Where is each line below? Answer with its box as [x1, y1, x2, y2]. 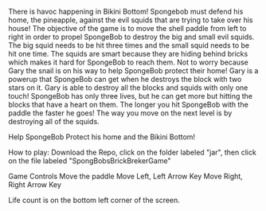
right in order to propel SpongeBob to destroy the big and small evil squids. [8, 32, 255, 41]
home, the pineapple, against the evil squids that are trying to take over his [8, 15, 253, 25]
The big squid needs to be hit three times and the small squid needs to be [8, 41, 250, 50]
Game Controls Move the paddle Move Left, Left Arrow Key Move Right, [8, 171, 243, 181]
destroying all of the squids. [8, 117, 100, 126]
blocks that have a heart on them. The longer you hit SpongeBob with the [8, 100, 248, 109]
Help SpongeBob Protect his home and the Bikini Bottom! [8, 132, 196, 142]
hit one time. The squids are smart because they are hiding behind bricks [8, 49, 248, 58]
